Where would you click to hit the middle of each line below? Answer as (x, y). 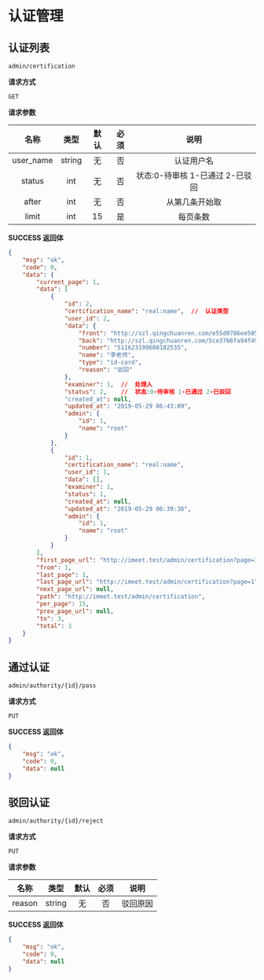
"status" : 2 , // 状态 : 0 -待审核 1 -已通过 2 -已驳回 (148, 392)
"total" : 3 (54, 626)
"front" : (93, 333)
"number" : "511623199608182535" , (133, 348)
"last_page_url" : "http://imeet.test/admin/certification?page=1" (147, 582)
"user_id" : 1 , (87, 472)
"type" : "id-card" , (110, 363)
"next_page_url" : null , (75, 590)
